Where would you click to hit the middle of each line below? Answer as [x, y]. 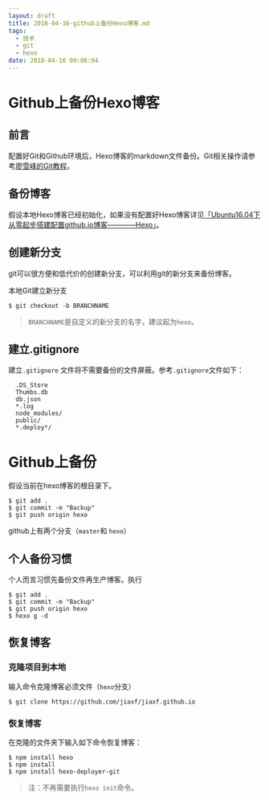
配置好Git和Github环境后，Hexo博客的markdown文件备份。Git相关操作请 [128, 156]
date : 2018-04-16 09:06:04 [53, 61]
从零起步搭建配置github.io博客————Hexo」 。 [86, 224]
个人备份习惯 [40, 558]
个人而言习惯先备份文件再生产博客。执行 [75, 580]
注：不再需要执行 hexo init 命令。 [83, 788]
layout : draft [32, 16]
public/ [29, 421]
